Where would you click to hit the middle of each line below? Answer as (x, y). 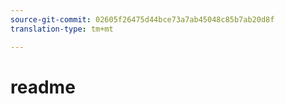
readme (43, 87)
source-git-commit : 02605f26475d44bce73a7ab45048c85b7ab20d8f (142, 19)
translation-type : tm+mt (62, 29)
